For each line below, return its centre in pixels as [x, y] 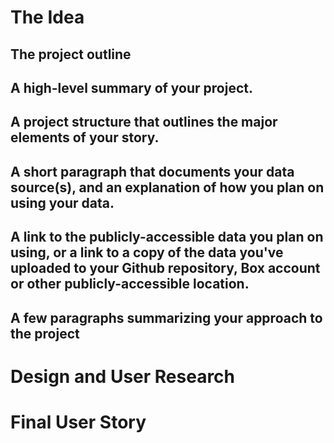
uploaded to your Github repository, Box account [165, 268]
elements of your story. [85, 137]
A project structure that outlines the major [144, 122]
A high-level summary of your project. [132, 87]
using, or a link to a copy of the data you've [147, 252]
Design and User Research [123, 376]
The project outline [71, 54]
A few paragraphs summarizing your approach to [166, 317]
